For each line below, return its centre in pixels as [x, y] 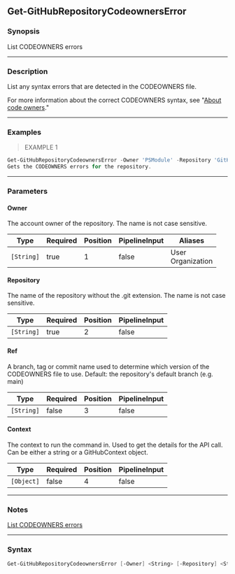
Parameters [27, 191]
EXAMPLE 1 [41, 148]
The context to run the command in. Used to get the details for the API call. [115, 445]
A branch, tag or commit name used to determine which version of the [108, 366]
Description [28, 71]
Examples [24, 132]
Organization [192, 261]
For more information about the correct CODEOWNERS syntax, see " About [114, 100]
